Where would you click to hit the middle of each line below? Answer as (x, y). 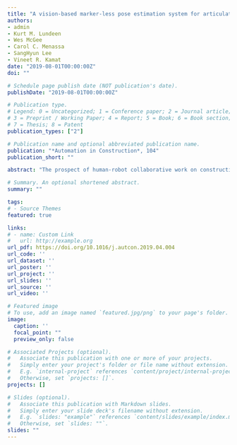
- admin (19, 27)
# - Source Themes (34, 208)
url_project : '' (31, 274)
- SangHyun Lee (30, 54)
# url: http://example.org (50, 241)
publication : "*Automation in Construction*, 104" (83, 150)
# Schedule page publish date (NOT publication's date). (93, 85)
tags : (15, 202)
